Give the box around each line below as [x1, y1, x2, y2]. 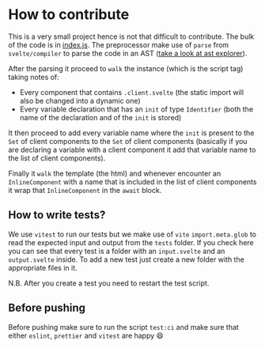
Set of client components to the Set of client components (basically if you [8, 136, 248, 146]
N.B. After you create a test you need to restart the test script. [8, 278, 210, 288]
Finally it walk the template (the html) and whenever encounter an [8, 168, 221, 178]
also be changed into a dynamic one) [19, 96, 141, 105]
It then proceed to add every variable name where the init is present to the [8, 128, 255, 138]
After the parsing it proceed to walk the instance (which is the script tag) [8, 63, 244, 73]
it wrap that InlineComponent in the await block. [8, 185, 162, 195]
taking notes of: [8, 72, 59, 81]
